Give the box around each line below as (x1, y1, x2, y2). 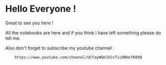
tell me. (5, 35, 21, 41)
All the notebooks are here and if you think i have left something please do (5, 29, 161, 36)
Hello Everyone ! (5, 3, 76, 15)
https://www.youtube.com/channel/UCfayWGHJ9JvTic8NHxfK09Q (14, 54, 143, 60)
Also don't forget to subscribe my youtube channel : (5, 45, 115, 51)
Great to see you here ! (5, 20, 53, 26)
